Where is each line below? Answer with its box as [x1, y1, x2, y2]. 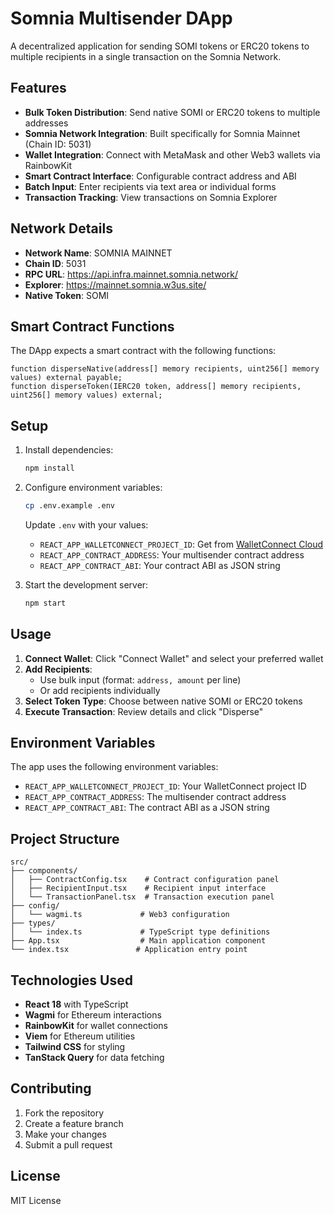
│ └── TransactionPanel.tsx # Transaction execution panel [10, 892, 275, 902]
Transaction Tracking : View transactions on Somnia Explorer [24, 191, 278, 203]
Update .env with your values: [24, 518, 149, 531]
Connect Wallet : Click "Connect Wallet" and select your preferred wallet [24, 652, 324, 664]
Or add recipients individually [39, 684, 161, 696]
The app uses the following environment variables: [10, 761, 219, 773]
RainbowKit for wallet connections [24, 1020, 168, 1032]
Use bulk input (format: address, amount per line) [39, 673, 242, 686]
